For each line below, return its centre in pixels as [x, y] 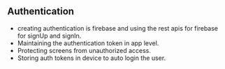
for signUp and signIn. [49, 36]
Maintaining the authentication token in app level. [88, 43]
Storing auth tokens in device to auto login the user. [92, 58]
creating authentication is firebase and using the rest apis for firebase [118, 28]
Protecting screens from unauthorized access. [84, 50]
